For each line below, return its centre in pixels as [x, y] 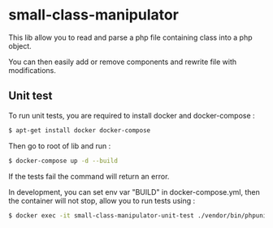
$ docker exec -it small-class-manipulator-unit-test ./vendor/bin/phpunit [139, 215]
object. [20, 45]
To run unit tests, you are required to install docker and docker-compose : [132, 115]
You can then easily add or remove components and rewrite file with [123, 62]
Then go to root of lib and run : [60, 146]
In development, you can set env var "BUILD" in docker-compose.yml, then [134, 191]
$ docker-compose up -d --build [63, 161]
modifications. [32, 70]
